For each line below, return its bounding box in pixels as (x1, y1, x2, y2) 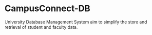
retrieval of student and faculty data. (4, 24, 78, 30)
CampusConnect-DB (4, 3, 91, 14)
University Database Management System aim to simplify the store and (4, 19, 147, 25)
